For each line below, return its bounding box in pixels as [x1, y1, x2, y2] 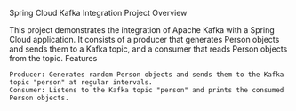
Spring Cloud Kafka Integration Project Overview [9, 8, 188, 18]
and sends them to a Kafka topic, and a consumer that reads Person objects [9, 44, 288, 54]
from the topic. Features [9, 53, 98, 63]
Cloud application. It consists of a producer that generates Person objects [9, 35, 280, 44]
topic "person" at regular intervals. [9, 78, 153, 87]
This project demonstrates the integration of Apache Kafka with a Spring [9, 25, 276, 35]
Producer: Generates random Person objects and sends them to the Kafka [9, 70, 284, 79]
